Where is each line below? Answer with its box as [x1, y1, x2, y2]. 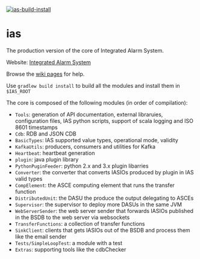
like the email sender [14, 233, 67, 240]
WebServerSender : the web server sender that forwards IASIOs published [14, 207, 194, 214]
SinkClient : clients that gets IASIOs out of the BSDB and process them [14, 226, 191, 234]
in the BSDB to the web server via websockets [14, 214, 130, 221]
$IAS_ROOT [6, 88, 31, 94]
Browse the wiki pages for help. [6, 70, 85, 77]
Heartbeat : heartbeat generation [14, 149, 95, 157]
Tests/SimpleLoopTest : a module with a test [14, 239, 122, 246]
